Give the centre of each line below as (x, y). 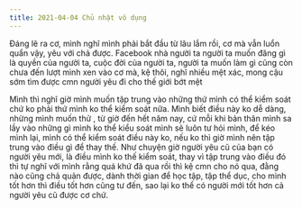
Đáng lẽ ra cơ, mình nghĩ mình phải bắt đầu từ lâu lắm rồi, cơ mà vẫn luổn (145, 43)
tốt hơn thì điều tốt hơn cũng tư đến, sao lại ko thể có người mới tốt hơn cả (146, 185)
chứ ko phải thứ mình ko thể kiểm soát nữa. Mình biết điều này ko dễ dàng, (148, 108)
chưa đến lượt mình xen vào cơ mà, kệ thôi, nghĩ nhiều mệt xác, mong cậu (146, 72)
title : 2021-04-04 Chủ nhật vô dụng (78, 18)
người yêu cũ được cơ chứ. (59, 195)
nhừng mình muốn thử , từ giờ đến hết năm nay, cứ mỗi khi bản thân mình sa (151, 118)
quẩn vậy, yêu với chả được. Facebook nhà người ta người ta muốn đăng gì (148, 53)
